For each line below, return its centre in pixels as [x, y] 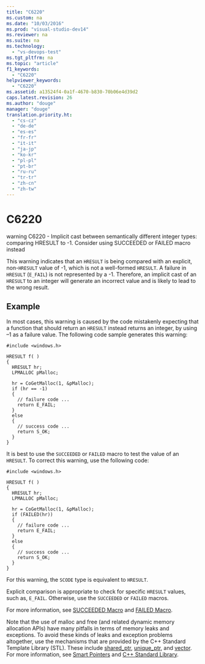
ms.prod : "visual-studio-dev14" [47, 29]
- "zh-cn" [24, 183]
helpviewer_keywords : [34, 80]
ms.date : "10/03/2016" [35, 23]
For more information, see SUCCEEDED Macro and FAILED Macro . [90, 610]
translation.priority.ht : [39, 115]
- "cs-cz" [24, 120]
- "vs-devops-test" [37, 52]
